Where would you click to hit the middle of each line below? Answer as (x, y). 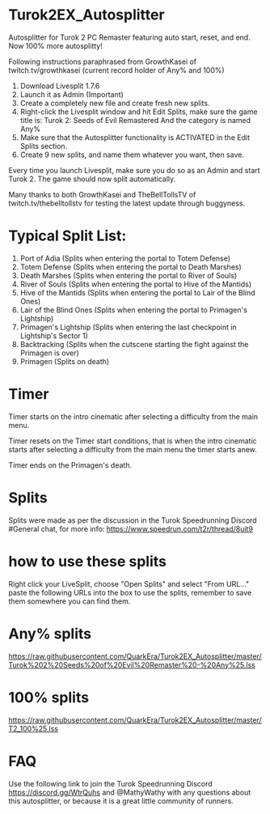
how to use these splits (88, 561)
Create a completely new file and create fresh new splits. (115, 103)
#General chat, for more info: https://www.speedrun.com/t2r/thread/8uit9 (131, 528)
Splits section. (44, 146)
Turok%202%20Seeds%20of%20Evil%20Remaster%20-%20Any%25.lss (132, 664)
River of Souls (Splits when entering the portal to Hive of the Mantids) (136, 284)
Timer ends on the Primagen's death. (70, 465)
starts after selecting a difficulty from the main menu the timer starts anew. (133, 449)
